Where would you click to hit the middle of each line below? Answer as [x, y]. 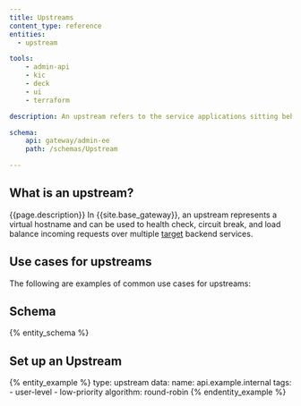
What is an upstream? [72, 193]
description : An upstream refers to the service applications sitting [144, 116]
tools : [21, 59]
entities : [28, 34]
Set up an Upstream [66, 361]
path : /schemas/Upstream [72, 149]
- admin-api [47, 67]
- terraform [47, 100]
